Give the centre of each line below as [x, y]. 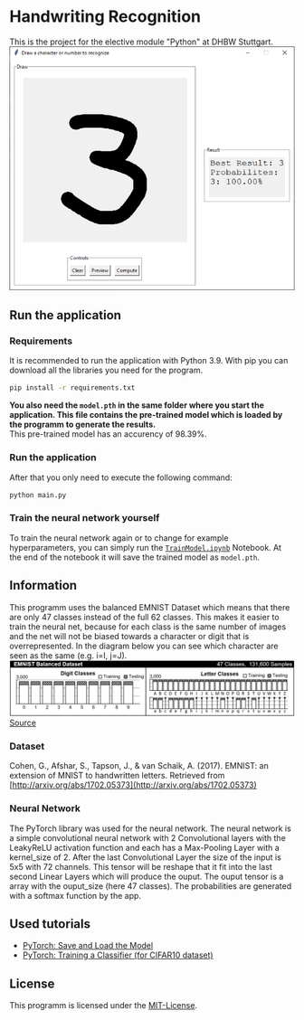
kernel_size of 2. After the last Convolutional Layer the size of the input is [146, 857]
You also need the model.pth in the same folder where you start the [137, 405]
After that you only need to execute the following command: [121, 477]
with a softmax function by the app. [76, 895]
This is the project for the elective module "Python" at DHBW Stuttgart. [142, 42]
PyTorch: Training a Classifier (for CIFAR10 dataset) [118, 955]
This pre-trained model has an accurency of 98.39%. [108, 434]
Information [43, 586]
